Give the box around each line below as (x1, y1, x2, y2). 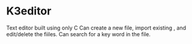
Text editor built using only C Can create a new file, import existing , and (6, 24, 187, 31)
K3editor (6, 4, 51, 18)
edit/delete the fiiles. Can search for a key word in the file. (6, 30, 151, 37)
